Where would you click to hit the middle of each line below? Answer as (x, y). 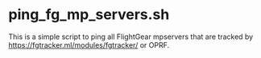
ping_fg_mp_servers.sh (89, 15)
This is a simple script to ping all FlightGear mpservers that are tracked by (131, 37)
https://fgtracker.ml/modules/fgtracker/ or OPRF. (89, 44)
